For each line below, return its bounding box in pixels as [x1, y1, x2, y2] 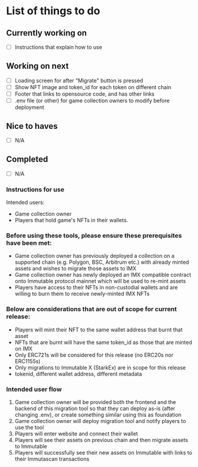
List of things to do [6, 4, 100, 18]
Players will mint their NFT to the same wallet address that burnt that [14, 326, 183, 333]
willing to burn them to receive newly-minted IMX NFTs [14, 290, 150, 298]
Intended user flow [6, 385, 62, 393]
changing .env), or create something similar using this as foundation [14, 411, 182, 418]
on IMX [14, 345, 33, 352]
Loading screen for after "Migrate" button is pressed [14, 77, 144, 84]
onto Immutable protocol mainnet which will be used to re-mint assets [14, 277, 186, 285]
